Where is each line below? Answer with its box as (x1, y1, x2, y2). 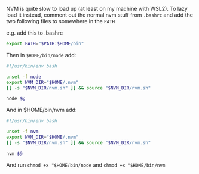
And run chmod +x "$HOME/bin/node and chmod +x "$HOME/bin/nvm (6, 161, 166, 169)
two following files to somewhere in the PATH (6, 18, 115, 24)
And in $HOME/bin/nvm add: (6, 107, 77, 114)
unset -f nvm (6, 129, 39, 135)
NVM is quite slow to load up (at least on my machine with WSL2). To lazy (6, 5, 188, 12)
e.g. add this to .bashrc (6, 29, 63, 36)
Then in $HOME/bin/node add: (6, 51, 76, 58)
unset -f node (6, 74, 42, 80)
